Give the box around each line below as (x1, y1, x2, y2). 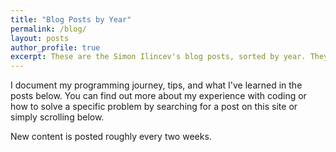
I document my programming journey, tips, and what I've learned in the (10, 79, 303, 91)
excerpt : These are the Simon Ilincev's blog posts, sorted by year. (10, 52, 307, 62)
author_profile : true (10, 42, 101, 53)
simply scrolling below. (10, 111, 105, 123)
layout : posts (10, 33, 70, 43)
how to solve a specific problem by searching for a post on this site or (10, 101, 298, 113)
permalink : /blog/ (10, 24, 87, 34)
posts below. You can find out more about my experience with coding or (10, 90, 307, 102)
